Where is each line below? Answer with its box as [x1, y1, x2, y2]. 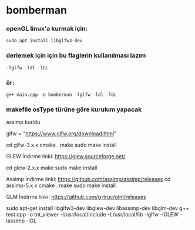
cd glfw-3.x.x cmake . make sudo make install [6, 142, 117, 149]
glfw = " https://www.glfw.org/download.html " [6, 130, 117, 137]
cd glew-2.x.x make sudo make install [6, 164, 97, 171]
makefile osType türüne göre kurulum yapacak [6, 105, 142, 114]
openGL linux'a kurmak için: [6, 25, 88, 33]
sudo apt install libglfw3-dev [6, 38, 83, 44]
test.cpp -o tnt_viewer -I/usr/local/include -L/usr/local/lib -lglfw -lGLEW [6, 211, 179, 218]
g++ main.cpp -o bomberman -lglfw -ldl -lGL [6, 92, 117, 98]
